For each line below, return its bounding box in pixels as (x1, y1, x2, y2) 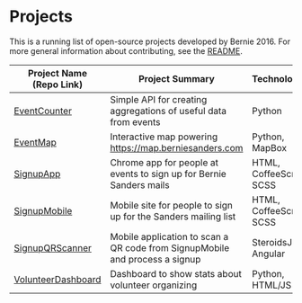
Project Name (27, 67, 88, 79)
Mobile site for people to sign (110, 199, 234, 211)
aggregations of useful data (110, 104, 227, 117)
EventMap (13, 136, 57, 148)
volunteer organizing (110, 279, 198, 291)
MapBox (251, 141, 288, 154)
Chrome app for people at (110, 156, 218, 168)
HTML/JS (251, 279, 292, 291)
